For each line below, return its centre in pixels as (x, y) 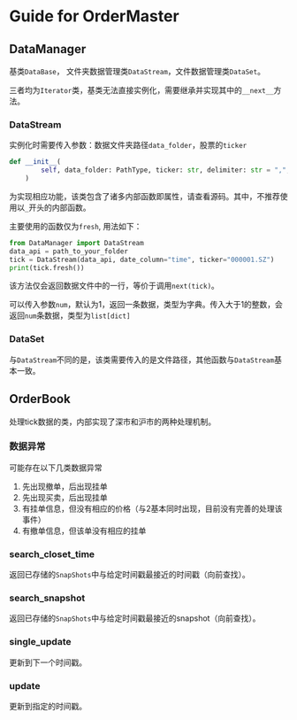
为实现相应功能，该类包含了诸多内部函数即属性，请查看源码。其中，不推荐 (145, 196)
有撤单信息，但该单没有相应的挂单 (84, 530)
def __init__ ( (35, 162)
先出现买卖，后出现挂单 (65, 497)
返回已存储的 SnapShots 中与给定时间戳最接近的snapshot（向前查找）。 (135, 618)
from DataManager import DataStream (76, 243)
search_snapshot (47, 598)
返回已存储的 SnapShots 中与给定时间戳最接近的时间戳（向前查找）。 (129, 575)
